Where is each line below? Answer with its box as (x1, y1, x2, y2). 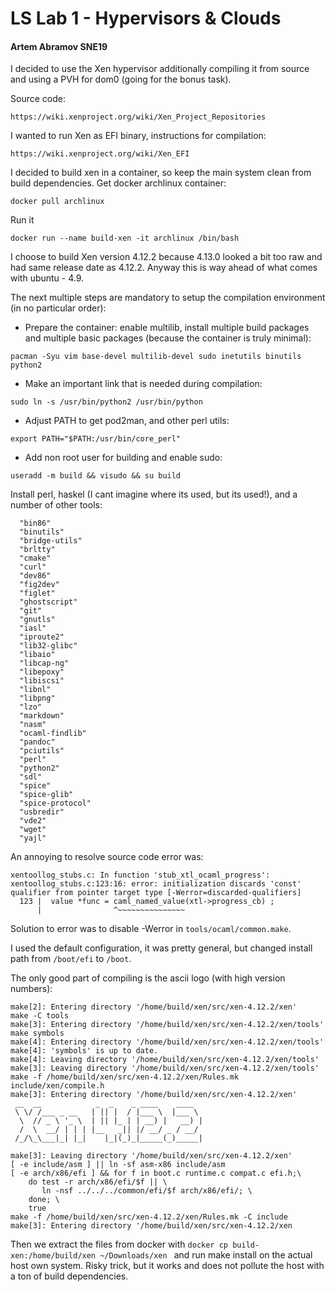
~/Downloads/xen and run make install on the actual (99, 1249, 313, 1261)
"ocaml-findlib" (19, 728, 87, 739)
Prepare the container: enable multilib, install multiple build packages (24, 322, 310, 334)
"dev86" (19, 571, 52, 581)
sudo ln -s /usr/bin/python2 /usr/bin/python (10, 397, 203, 407)
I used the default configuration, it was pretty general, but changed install (10, 942, 313, 954)
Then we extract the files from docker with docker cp (10, 1238, 228, 1251)
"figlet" (19, 588, 56, 599)
